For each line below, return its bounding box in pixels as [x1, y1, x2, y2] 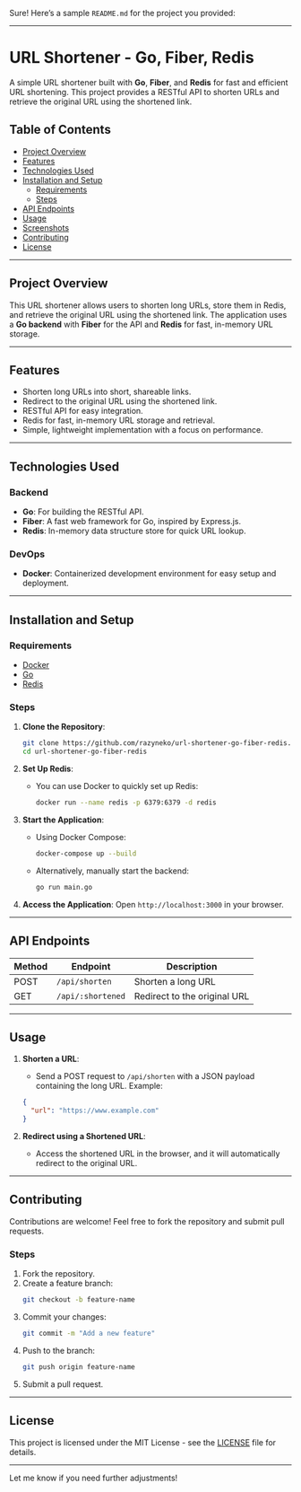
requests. [9, 1225, 45, 1236]
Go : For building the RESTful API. [21, 506, 145, 517]
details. [9, 1446, 37, 1457]
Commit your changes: [21, 1311, 107, 1322]
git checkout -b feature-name [21, 1295, 136, 1304]
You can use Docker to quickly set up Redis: [35, 781, 199, 792]
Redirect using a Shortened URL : [21, 1130, 146, 1141]
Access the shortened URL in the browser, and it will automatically [35, 1148, 280, 1159]
